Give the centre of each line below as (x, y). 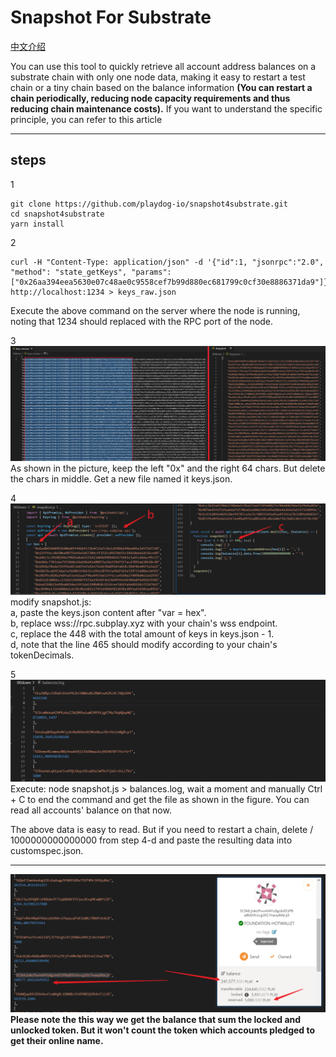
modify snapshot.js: (51, 602)
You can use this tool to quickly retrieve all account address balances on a (163, 66)
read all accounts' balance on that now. (91, 810)
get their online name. (57, 1040)
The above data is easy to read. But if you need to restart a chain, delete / (162, 830)
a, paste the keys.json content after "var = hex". (108, 612)
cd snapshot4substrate (57, 214)
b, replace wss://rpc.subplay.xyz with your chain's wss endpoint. (144, 623)
